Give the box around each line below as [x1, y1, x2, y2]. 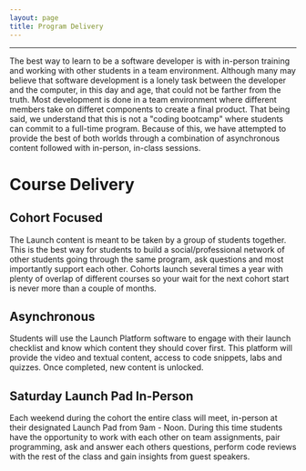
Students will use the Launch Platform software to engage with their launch [9, 333, 291, 344]
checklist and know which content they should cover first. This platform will [9, 343, 293, 354]
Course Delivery [9, 174, 135, 195]
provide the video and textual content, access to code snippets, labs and [9, 352, 282, 364]
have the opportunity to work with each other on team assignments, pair [9, 432, 280, 443]
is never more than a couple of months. [9, 283, 157, 294]
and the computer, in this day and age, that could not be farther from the [9, 84, 281, 95]
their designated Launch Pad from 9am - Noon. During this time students [9, 422, 283, 433]
